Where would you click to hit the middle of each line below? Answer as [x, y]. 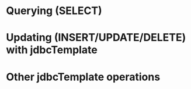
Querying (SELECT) [54, 11]
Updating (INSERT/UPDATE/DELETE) [96, 38]
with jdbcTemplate [52, 50]
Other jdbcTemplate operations [83, 77]
